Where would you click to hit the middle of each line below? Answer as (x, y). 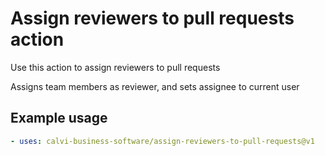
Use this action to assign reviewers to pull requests (115, 67)
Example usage (59, 118)
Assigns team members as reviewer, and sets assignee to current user (155, 86)
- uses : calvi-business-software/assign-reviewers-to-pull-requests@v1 (162, 141)
